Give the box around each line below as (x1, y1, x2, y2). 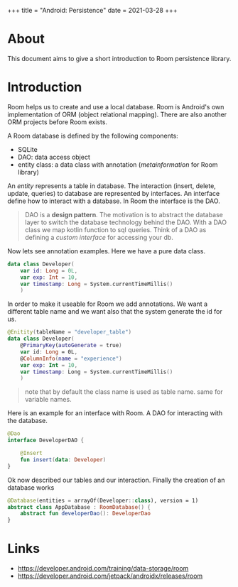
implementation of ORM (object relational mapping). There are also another (7, 110, 227, 119)
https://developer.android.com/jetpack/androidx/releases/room (17, 571, 203, 581)
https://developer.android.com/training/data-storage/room (17, 564, 189, 573)
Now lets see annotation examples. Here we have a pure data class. (7, 246, 206, 255)
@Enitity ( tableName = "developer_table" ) (7, 329, 132, 336)
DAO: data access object (17, 153, 90, 161)
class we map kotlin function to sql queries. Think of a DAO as (24, 225, 207, 234)
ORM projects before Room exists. (7, 117, 108, 126)
